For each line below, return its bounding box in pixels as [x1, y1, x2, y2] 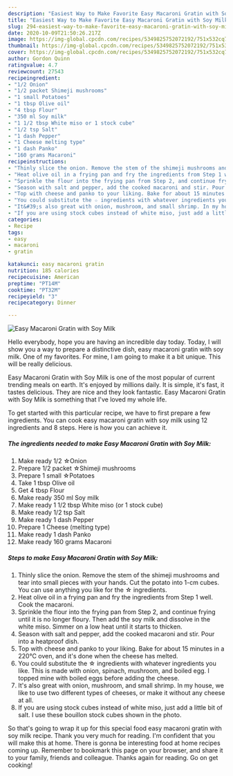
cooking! [8, 761, 33, 769]
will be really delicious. [8, 360, 73, 368]
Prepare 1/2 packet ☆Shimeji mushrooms [17, 464, 136, 473]
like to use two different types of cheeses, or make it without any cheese [17, 689, 225, 697]
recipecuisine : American [8, 273, 80, 280]
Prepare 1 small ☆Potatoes [17, 471, 95, 480]
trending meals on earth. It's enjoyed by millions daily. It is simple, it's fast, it [8, 381, 225, 389]
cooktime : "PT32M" [8, 287, 61, 294]
